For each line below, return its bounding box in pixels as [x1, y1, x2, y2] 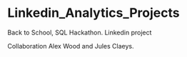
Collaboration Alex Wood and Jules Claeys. [7, 42, 134, 50]
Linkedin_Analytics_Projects [7, 5, 180, 21]
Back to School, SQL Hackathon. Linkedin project [7, 28, 152, 37]
